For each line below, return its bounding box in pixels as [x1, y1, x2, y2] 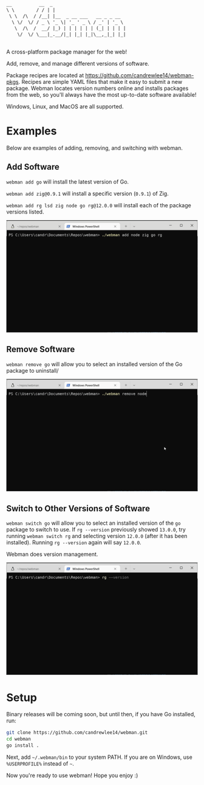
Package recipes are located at [6, 72, 84, 79]
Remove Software [6, 344, 75, 354]
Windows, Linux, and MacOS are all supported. [6, 103, 124, 110]
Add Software [6, 162, 59, 172]
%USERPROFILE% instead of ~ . [6, 759, 74, 767]
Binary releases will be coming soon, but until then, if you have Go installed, [6, 711, 195, 718]
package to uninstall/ [6, 367, 59, 374]
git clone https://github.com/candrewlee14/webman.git [6, 730, 148, 736]
